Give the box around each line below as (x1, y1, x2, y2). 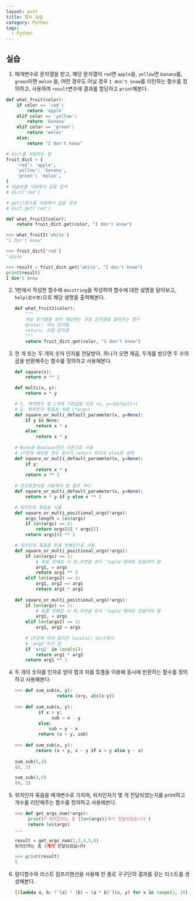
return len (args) (28, 821, 70, 828)
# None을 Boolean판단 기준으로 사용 (14, 445, 93, 451)
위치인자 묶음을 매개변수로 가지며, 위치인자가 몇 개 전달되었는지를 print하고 (14, 792, 186, 799)
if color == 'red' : (16, 102, 64, 108)
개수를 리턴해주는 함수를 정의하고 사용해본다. (14, 799, 117, 806)
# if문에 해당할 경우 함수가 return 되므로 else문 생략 (14, 450, 135, 456)
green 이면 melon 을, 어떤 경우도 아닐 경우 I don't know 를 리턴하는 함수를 (14, 78, 182, 85)
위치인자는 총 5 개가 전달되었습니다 (14, 843, 86, 849)
